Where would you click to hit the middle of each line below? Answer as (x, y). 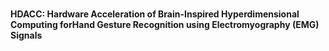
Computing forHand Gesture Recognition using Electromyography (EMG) (165, 25)
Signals (26, 35)
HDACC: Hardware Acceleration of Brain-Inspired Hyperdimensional (155, 14)
